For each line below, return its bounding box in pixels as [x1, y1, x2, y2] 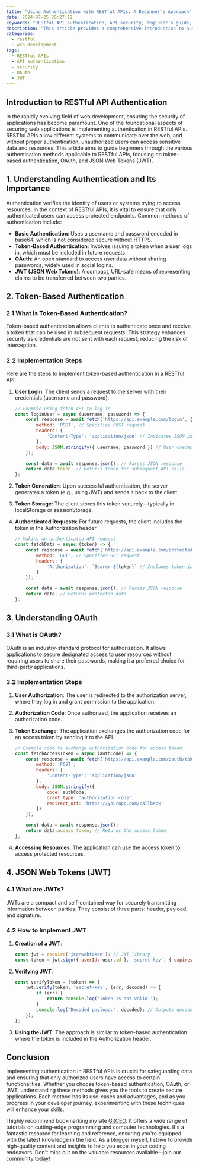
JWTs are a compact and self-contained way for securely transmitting [6, 899, 176, 906]
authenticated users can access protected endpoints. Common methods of [6, 212, 190, 219]
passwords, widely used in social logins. [14, 261, 114, 268]
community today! [6, 1155, 50, 1163]
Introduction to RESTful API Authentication [6, 97, 168, 107]
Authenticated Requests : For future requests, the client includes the [14, 518, 182, 525]
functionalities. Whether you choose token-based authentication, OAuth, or [6, 1081, 190, 1088]
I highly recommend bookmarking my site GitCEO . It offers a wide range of [6, 1117, 188, 1125]
